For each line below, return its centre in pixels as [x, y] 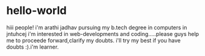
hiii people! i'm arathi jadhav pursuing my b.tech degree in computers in [97, 27]
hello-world [37, 11]
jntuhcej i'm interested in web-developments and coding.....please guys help [103, 33]
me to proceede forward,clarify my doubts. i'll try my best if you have [94, 40]
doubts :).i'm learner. [33, 47]
